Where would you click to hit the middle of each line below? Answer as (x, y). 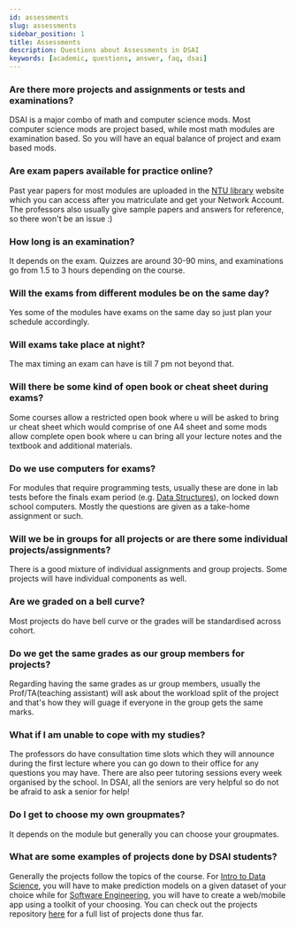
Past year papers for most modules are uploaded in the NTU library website (147, 190)
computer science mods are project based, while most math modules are (142, 129)
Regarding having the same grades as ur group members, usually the (135, 684)
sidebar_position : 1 (47, 34)
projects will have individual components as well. (98, 579)
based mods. (33, 148)
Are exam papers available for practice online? (111, 171)
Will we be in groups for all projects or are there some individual (148, 539)
